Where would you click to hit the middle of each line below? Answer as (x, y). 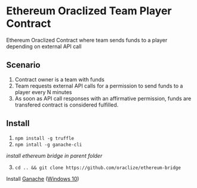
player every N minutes (44, 92)
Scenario (23, 65)
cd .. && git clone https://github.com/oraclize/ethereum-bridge (98, 168)
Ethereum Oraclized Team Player (89, 11)
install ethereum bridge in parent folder (54, 155)
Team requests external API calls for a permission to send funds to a (99, 86)
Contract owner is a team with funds (59, 79)
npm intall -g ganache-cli (48, 145)
